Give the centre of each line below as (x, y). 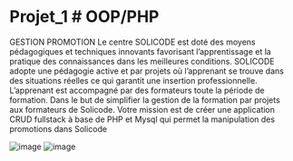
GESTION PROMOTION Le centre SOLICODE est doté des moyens (132, 42)
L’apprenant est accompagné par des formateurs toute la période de (137, 90)
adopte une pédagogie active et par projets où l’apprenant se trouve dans (146, 71)
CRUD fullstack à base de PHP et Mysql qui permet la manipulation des (142, 119)
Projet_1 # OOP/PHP (84, 17)
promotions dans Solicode (58, 128)
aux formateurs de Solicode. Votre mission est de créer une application (142, 109)
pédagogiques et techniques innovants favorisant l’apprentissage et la (141, 51)
